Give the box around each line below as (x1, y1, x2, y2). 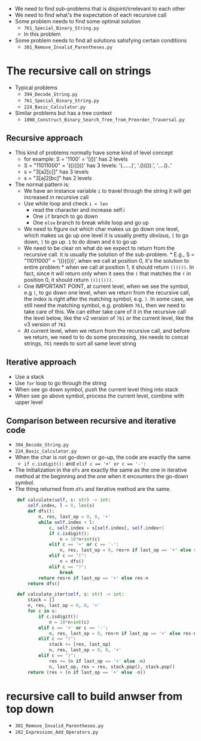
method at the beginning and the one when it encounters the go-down (14, 473, 188, 480)
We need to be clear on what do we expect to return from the (23, 244, 175, 251)
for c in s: (28, 608, 58, 614)
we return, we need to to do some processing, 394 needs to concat (23, 333, 188, 341)
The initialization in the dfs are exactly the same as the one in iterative (14, 466, 187, 473)
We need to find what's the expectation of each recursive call (14, 11, 167, 19)
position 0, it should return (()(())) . (23, 276, 114, 283)
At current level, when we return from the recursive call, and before (23, 327, 190, 334)
